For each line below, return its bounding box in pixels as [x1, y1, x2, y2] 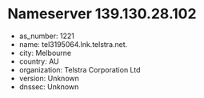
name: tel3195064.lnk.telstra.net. [18, 39, 128, 49]
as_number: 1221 [18, 31, 75, 41]
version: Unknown [18, 73, 79, 83]
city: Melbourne [18, 48, 72, 57]
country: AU [18, 57, 59, 66]
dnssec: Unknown [18, 81, 79, 92]
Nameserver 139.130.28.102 [7, 5, 197, 23]
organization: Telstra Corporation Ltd [18, 65, 141, 74]
